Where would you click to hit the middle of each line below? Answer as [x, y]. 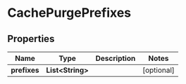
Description [116, 58]
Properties [31, 39]
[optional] [158, 70]
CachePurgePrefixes [69, 13]
